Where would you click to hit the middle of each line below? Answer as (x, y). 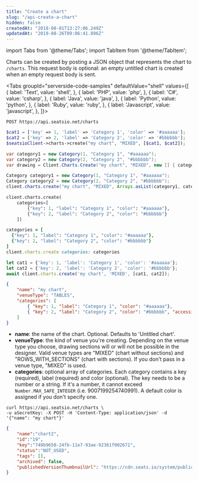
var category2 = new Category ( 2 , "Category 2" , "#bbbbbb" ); (82, 159)
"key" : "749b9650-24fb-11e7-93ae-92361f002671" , (76, 445)
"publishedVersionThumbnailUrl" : (58, 467)
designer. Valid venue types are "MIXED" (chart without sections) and (99, 353)
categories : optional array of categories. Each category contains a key (100, 372)
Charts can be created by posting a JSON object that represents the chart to (99, 62)
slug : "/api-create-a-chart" (42, 17)
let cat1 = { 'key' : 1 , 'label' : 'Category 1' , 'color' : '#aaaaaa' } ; (92, 263)
